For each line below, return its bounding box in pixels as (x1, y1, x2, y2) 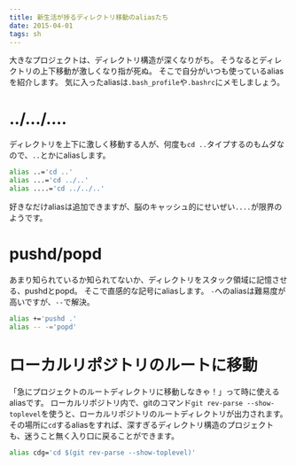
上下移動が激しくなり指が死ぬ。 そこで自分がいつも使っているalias (39, 66, 284, 76)
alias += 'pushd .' (9, 314, 77, 323)
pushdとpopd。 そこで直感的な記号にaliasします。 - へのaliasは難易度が (24, 285, 286, 296)
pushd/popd (9, 245, 102, 264)
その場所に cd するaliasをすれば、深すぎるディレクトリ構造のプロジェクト (9, 419, 275, 430)
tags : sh (9, 29, 42, 38)
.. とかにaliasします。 (32, 150, 111, 160)
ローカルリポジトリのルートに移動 (9, 355, 259, 375)
